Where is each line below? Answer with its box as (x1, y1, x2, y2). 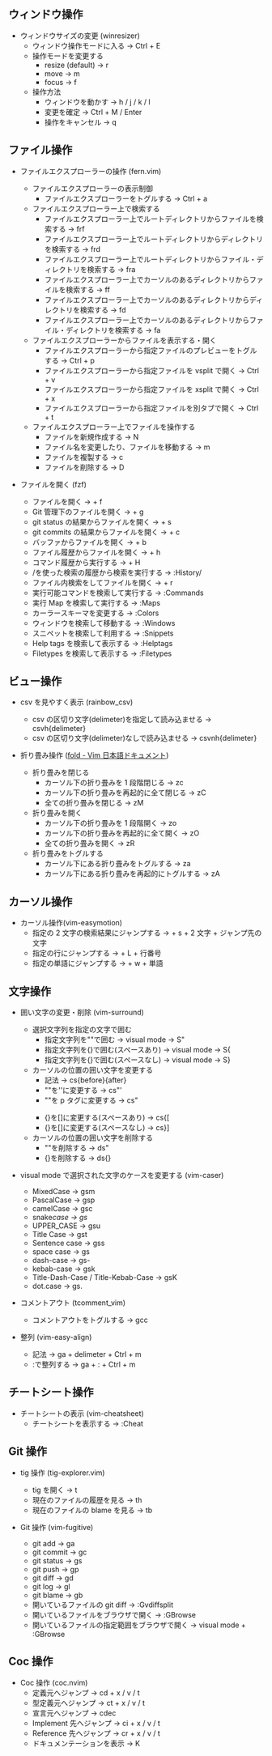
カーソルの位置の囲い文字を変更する (32, 1065, 154, 1075)
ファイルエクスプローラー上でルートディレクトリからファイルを (44, 214, 257, 223)
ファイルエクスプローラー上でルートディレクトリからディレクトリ (44, 234, 264, 244)
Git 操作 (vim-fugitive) (19, 1522, 94, 1532)
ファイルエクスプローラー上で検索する (32, 203, 160, 213)
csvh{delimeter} (32, 724, 87, 733)
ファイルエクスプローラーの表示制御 (32, 183, 154, 193)
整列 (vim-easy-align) (19, 1333, 92, 1342)
